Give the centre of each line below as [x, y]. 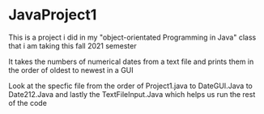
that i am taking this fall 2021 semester [72, 45]
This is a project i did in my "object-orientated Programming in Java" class [132, 37]
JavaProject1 [53, 15]
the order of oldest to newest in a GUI [71, 70]
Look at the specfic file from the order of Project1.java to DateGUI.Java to [130, 86]
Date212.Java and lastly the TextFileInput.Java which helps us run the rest [132, 94]
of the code [28, 103]
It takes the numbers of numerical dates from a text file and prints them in [131, 61]
